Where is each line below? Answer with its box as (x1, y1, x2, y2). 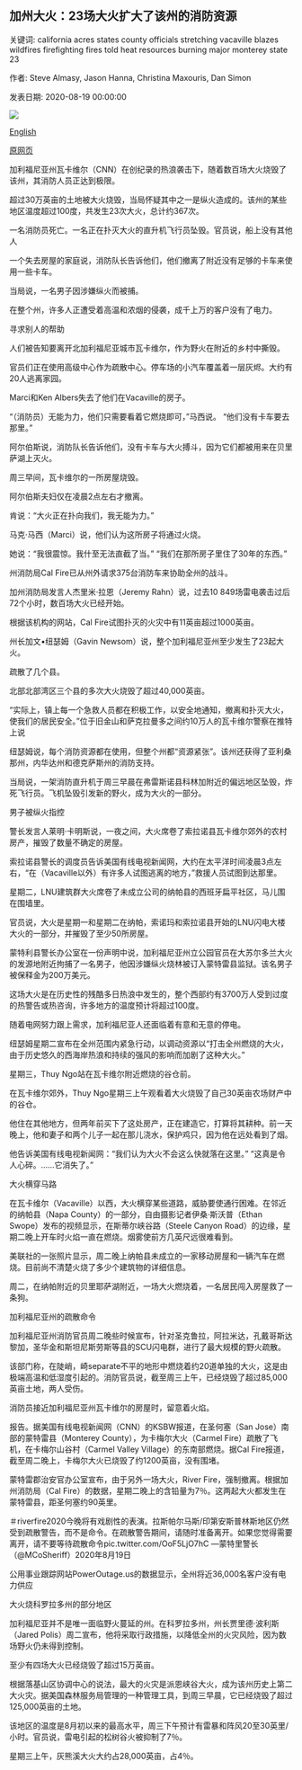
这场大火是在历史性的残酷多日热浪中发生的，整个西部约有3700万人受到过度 (9, 988, 289, 1000)
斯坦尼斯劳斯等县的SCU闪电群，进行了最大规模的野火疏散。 (64, 1341, 286, 1352)
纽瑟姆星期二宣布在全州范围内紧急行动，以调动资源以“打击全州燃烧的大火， (9, 1037, 289, 1049)
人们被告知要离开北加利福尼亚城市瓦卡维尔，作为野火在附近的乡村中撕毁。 (9, 342, 285, 353)
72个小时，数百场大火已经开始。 (9, 597, 129, 609)
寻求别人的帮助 (9, 323, 65, 334)
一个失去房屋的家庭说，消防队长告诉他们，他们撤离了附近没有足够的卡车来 (9, 254, 285, 265)
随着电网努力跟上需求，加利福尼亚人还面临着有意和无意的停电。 (9, 1018, 245, 1029)
